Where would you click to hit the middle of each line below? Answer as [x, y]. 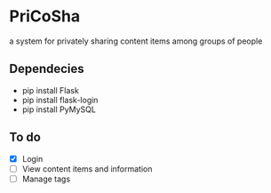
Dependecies [47, 69]
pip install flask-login [60, 100]
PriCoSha [45, 16]
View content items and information [87, 169]
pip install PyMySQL [59, 109]
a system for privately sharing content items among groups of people [136, 41]
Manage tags [46, 179]
